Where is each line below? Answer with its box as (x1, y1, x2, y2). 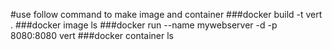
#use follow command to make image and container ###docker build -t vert (10, 9, 323, 20)
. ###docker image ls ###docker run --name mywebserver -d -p (10, 19, 278, 31)
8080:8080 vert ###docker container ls (10, 30, 174, 41)
